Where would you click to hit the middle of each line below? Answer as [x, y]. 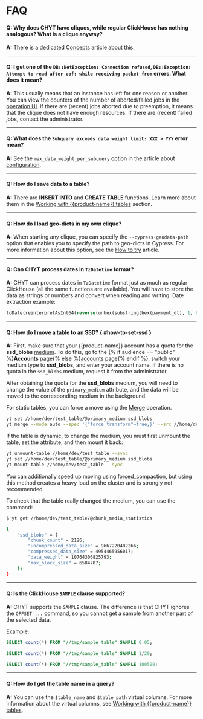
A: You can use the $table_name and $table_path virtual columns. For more [99, 697]
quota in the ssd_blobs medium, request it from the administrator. [87, 372]
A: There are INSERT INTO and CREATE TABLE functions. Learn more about [101, 198]
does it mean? [24, 80]
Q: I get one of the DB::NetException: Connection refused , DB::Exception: [99, 66]
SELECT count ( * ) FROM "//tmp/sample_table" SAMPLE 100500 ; [82, 664]
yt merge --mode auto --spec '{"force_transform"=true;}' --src [89, 424]
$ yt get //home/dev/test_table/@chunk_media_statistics [79, 518]
